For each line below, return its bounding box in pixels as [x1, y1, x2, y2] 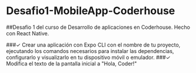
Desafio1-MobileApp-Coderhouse [6, 4, 175, 18]
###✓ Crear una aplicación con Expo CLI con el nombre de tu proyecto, [6, 41, 181, 48]
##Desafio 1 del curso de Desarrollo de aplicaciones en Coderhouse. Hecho [6, 24, 190, 31]
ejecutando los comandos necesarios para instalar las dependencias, [6, 47, 174, 54]
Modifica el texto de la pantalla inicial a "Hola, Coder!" [6, 60, 137, 67]
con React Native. [6, 29, 49, 36]
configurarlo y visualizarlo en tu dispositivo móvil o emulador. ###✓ [6, 54, 171, 61]
